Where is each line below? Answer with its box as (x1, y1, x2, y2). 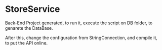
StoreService (5, 3, 60, 15)
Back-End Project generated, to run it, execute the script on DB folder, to (5, 20, 153, 26)
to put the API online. (5, 40, 48, 46)
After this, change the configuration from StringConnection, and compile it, (5, 35, 158, 41)
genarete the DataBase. (5, 25, 53, 31)
